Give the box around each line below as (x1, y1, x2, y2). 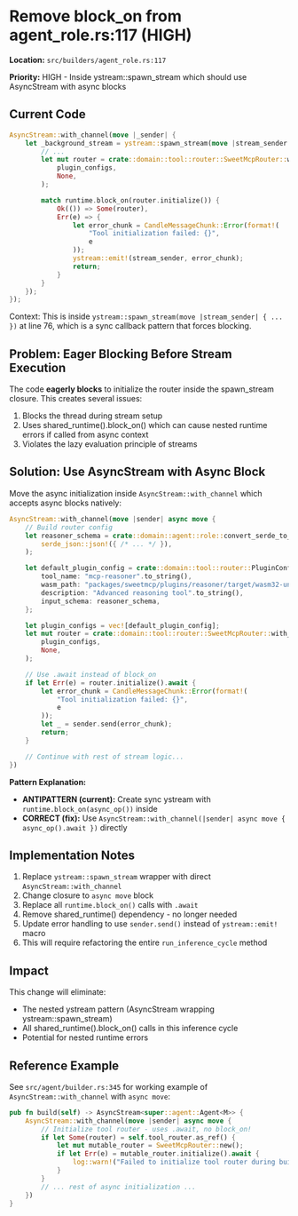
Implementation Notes (9, 847, 136, 862)
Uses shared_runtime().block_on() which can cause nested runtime (21, 420, 268, 431)
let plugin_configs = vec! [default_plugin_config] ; (25, 621, 220, 630)
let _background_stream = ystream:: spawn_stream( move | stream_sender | (25, 139, 292, 147)
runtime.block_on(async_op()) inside (21, 803, 158, 814)
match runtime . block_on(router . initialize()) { (41, 195, 220, 205)
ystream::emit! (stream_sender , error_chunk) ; (72, 254, 244, 263)
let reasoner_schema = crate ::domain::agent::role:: (25, 531, 224, 540)
